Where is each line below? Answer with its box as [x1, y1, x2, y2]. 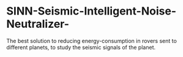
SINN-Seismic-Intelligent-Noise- [6, 4, 176, 18]
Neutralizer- [6, 17, 69, 31]
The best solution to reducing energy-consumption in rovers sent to [6, 37, 177, 44]
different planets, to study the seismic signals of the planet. [6, 44, 156, 51]
